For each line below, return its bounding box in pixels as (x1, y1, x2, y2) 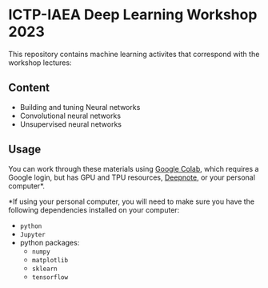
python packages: (19, 237, 80, 247)
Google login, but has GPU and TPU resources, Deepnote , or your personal (8, 172, 256, 182)
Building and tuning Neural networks (19, 102, 141, 112)
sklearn (31, 265, 58, 273)
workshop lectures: (8, 58, 72, 67)
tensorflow (31, 273, 69, 282)
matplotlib (31, 256, 69, 264)
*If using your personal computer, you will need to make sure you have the (8, 197, 254, 206)
